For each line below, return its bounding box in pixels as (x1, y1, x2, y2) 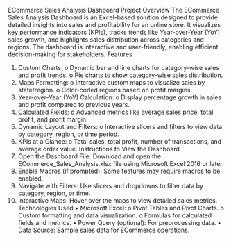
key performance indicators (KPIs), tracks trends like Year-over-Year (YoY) (8, 28, 221, 36)
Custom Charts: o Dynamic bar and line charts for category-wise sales (17, 64, 220, 72)
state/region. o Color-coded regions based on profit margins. (17, 86, 193, 94)
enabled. (17, 174, 44, 183)
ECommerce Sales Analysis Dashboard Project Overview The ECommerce (8, 6, 220, 14)
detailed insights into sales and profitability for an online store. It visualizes (8, 21, 221, 28)
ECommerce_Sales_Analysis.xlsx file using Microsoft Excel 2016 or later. (17, 160, 224, 167)
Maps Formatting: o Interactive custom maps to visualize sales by (17, 78, 205, 86)
